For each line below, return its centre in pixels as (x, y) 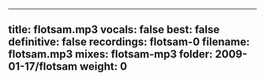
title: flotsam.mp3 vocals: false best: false (114, 29)
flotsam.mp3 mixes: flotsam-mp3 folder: (110, 55)
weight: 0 (104, 66)
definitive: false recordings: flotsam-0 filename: (129, 42)
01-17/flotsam (43, 66)
